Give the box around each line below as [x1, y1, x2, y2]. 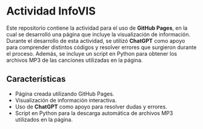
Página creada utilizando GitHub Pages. [15, 90, 115, 98]
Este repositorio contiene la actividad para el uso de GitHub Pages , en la [6, 24, 188, 31]
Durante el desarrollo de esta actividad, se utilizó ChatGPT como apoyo [6, 37, 185, 44]
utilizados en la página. [15, 116, 73, 123]
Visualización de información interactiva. [15, 96, 117, 104]
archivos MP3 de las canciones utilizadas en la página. [6, 56, 143, 64]
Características [6, 74, 66, 84]
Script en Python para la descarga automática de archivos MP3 [15, 109, 173, 116]
